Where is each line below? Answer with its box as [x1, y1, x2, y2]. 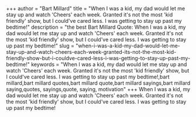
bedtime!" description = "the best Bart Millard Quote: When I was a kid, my [6, 23, 186, 30]
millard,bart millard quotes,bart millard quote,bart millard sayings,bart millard [6, 80, 191, 87]
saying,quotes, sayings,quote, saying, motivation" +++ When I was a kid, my [6, 86, 191, 92]
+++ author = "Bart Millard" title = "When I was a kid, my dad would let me [6, 5, 185, 12]
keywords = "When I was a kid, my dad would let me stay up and [31, 61, 187, 68]
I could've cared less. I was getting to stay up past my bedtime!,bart [6, 73, 170, 80]
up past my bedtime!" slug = [6, 42, 75, 49]
